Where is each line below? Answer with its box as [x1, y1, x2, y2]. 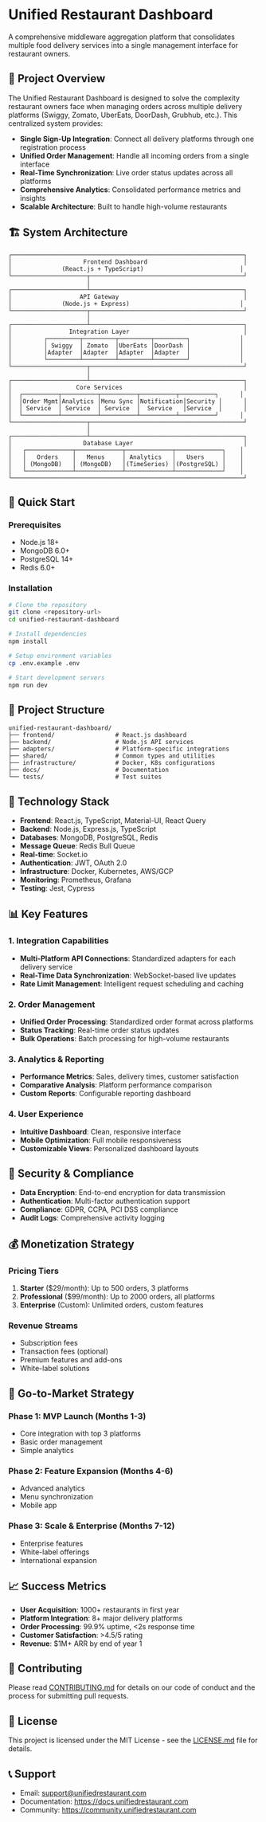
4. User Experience [8, 1109, 84, 1120]
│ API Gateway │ [8, 292, 248, 300]
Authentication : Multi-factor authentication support [19, 1197, 190, 1206]
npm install [8, 637, 48, 646]
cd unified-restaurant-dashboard [8, 616, 119, 624]
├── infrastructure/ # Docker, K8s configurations [8, 759, 216, 767]
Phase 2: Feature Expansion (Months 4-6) [8, 1466, 174, 1477]
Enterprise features [19, 1538, 84, 1548]
